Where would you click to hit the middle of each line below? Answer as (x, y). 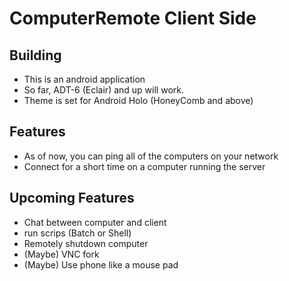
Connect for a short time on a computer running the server (144, 166)
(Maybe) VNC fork (61, 254)
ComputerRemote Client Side (133, 18)
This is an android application (84, 79)
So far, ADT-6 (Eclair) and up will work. (103, 90)
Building (35, 55)
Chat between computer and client (95, 222)
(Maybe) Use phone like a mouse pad (101, 264)
